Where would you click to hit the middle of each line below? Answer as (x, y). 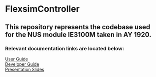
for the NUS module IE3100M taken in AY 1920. (78, 34)
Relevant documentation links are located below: (65, 48)
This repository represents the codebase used (78, 27)
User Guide (17, 59)
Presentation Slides (25, 69)
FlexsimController (42, 9)
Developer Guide (22, 64)
